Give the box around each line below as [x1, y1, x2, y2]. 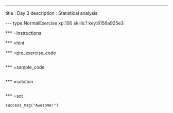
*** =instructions [5, 30, 42, 36]
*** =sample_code [5, 64, 45, 70]
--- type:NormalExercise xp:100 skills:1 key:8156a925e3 [5, 20, 124, 26]
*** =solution [5, 79, 33, 84]
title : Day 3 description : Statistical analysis [5, 10, 98, 16]
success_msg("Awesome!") [5, 103, 59, 108]
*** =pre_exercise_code [5, 50, 57, 56]
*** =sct [5, 93, 23, 99]
